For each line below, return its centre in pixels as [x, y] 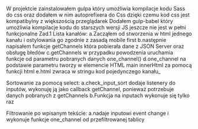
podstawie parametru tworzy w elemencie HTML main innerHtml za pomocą [99, 65]
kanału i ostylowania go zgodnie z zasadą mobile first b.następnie [86, 40]
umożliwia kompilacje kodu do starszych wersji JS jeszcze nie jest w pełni [96, 27]
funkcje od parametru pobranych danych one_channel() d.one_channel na [96, 59]
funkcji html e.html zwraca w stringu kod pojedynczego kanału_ [83, 71]
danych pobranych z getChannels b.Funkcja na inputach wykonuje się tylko [98, 95]
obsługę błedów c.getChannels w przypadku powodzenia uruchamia [90, 52]
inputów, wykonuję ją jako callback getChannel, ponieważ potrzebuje [90, 89]
